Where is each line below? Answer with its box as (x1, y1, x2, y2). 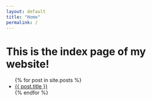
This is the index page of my (6, 45, 146, 58)
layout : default (6, 8, 46, 15)
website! (6, 57, 50, 70)
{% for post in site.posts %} (14, 77, 82, 84)
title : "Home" (6, 14, 41, 20)
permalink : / (6, 19, 38, 25)
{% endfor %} (14, 89, 49, 96)
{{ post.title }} (14, 83, 48, 90)
